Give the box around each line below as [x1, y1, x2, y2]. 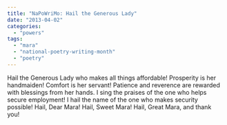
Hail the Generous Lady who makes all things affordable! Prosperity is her [7, 73, 216, 82]
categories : [7, 23, 41, 30]
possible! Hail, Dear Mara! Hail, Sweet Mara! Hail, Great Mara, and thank [7, 102, 212, 111]
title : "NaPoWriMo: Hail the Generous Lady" [7, 10, 137, 17]
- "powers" [13, 29, 45, 36]
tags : [7, 36, 23, 43]
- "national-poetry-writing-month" [13, 49, 116, 56]
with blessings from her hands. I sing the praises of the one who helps [7, 88, 207, 96]
